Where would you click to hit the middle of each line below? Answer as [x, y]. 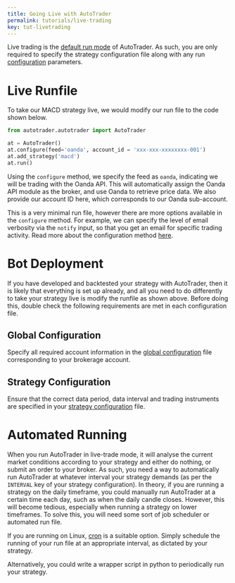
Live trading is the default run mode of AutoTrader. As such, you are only [113, 47]
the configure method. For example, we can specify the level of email [108, 220]
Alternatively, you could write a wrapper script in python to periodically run [116, 565]
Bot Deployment [56, 264]
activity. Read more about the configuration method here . [90, 235]
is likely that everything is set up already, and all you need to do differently [115, 291]
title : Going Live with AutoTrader [59, 14]
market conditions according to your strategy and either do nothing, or [109, 462]
